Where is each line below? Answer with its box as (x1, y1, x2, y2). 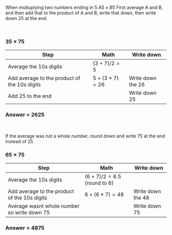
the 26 (128, 81, 145, 88)
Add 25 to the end (8, 92, 52, 100)
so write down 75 (8, 209, 50, 216)
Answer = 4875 (5, 224, 45, 231)
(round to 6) (84, 179, 114, 186)
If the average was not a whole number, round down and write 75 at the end (5, 133, 165, 139)
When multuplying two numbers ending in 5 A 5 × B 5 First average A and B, (5, 5, 163, 10)
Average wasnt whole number (8, 202, 80, 209)
